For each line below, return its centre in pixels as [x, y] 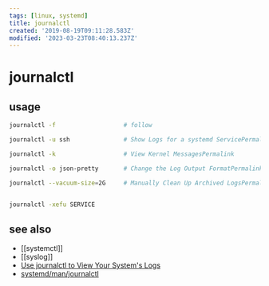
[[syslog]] [37, 257]
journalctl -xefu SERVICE [52, 205]
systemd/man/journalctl [59, 274]
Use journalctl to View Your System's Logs [91, 265]
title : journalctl [40, 23]
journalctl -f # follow [81, 125]
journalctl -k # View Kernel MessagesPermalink [122, 154]
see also [30, 229]
